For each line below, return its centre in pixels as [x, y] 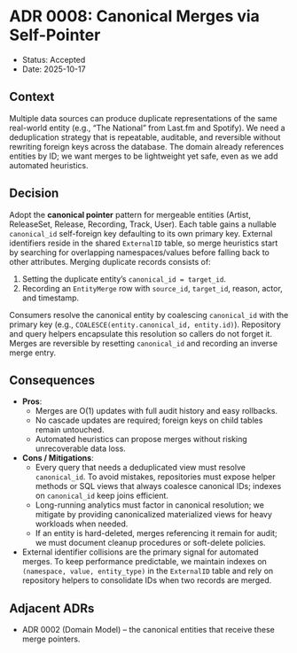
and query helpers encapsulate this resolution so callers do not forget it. [141, 333]
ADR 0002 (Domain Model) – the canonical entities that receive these [148, 630]
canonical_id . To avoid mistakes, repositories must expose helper [156, 477]
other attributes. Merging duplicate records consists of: [110, 261]
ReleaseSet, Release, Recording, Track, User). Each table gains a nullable [143, 224]
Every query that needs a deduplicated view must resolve [141, 468]
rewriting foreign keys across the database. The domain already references [147, 146]
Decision [34, 194]
